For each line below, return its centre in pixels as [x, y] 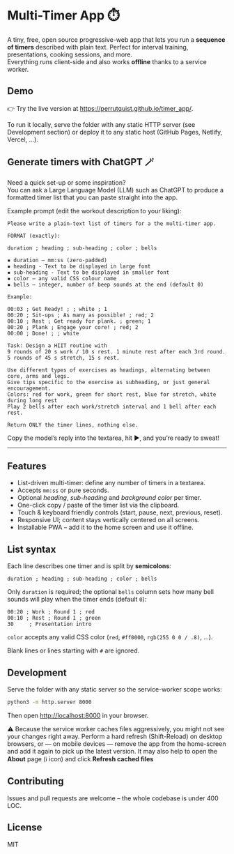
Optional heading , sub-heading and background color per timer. [109, 498]
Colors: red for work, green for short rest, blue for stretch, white [112, 394]
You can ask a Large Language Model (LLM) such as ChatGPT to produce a [116, 190]
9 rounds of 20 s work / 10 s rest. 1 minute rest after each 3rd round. [117, 351]
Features [27, 466]
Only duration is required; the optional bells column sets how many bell [111, 592]
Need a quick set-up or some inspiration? [67, 182]
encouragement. [29, 388]
